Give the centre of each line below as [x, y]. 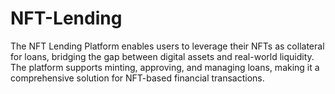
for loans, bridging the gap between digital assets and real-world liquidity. [162, 56]
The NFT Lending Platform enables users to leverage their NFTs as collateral [167, 46]
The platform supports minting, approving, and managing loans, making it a [165, 67]
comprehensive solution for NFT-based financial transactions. [137, 78]
